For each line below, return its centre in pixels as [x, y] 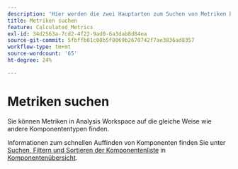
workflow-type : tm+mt [39, 47]
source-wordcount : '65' [42, 54]
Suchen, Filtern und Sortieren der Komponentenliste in [87, 150]
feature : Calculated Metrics [50, 27]
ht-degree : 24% [30, 60]
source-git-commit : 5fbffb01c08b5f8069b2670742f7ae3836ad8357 [101, 40]
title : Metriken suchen [42, 21]
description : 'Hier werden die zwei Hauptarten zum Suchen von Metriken [117, 14]
